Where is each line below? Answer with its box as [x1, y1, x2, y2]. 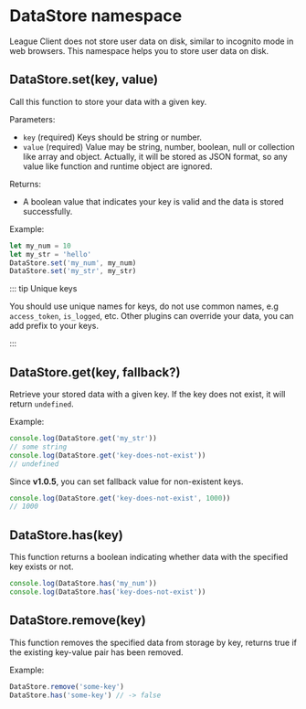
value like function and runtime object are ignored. [22, 161, 213, 172]
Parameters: [9, 113, 56, 124]
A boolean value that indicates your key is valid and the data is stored [22, 196, 285, 206]
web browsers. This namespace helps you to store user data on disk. [9, 45, 269, 56]
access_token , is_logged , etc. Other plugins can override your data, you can [9, 311, 294, 322]
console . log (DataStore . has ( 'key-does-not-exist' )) [9, 587, 206, 597]
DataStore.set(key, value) [9, 72, 158, 88]
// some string [9, 442, 68, 451]
